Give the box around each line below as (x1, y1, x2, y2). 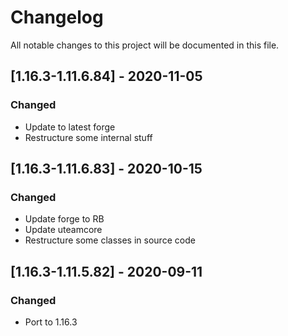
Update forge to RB (24, 213, 105, 225)
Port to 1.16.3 (24, 316, 78, 328)
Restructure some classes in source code (24, 234, 196, 246)
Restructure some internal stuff (24, 131, 153, 143)
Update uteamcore (24, 224, 103, 236)
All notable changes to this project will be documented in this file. (10, 39, 280, 51)
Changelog (10, 6, 104, 29)
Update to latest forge (24, 121, 116, 133)
